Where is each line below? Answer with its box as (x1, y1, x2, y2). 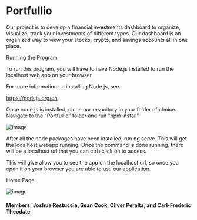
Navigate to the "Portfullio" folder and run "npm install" (6, 112, 139, 119)
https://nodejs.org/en (6, 94, 58, 101)
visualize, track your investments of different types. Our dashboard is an (6, 29, 181, 37)
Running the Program (6, 54, 58, 61)
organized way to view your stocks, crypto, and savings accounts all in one (6, 36, 188, 43)
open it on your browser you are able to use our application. (6, 165, 151, 172)
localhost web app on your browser (6, 71, 92, 78)
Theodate (6, 208, 31, 215)
